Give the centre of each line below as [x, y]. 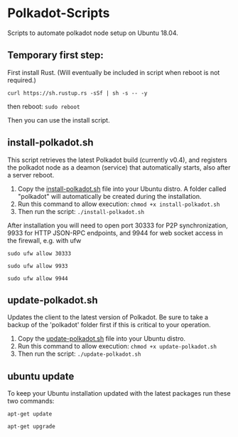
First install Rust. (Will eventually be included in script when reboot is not [114, 72]
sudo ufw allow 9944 [38, 278]
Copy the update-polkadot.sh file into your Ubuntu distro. [102, 339]
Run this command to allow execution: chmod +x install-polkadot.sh [119, 204]
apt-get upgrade [31, 427]
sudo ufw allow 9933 [38, 266]
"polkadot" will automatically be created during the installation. [109, 196]
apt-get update [30, 414]
